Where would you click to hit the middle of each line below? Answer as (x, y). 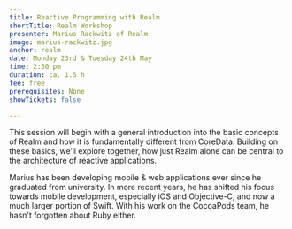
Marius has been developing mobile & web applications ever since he (135, 178)
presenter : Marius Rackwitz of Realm (79, 34)
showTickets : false (45, 99)
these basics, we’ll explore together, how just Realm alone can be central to (146, 151)
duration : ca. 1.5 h (47, 75)
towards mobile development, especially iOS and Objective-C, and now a (142, 196)
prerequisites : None (47, 91)
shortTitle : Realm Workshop (61, 26)
